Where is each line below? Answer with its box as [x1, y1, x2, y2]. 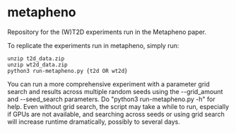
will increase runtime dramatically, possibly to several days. [7, 117, 180, 126]
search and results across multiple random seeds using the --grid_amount [7, 87, 223, 96]
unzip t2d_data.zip [7, 54, 65, 62]
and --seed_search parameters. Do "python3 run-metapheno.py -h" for [7, 95, 216, 103]
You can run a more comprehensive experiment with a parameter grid [7, 79, 210, 88]
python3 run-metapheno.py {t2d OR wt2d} [7, 67, 129, 74]
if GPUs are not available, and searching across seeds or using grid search [7, 110, 225, 118]
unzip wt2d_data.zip [7, 61, 69, 68]
